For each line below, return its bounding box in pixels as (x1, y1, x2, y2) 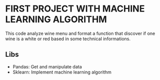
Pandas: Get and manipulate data (12, 63, 82, 69)
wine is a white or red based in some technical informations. (5, 36, 131, 42)
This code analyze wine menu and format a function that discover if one (5, 30, 155, 36)
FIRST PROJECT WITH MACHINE (5, 3, 145, 15)
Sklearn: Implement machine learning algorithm (12, 69, 111, 75)
